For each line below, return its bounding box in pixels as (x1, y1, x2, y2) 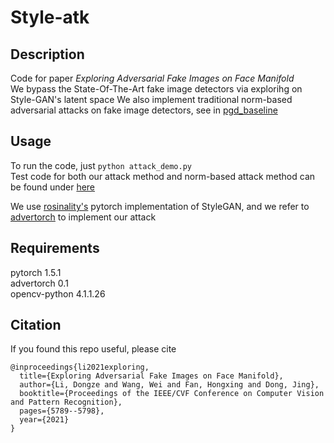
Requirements (10, 240, 100, 257)
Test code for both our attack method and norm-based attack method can (10, 170, 316, 182)
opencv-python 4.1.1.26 (10, 287, 106, 300)
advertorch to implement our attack (10, 211, 157, 223)
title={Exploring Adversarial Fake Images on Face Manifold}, (19, 371, 284, 381)
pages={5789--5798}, (19, 406, 105, 416)
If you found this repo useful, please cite (10, 343, 177, 355)
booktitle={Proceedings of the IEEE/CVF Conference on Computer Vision (19, 389, 325, 399)
